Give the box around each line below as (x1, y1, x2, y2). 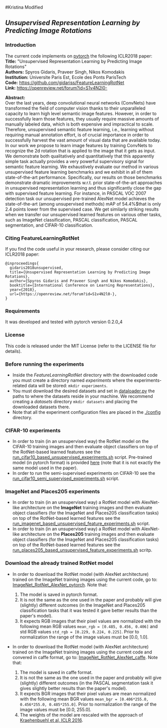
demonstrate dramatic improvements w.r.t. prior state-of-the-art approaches (5, 180, 163, 186)
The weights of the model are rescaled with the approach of (19, 711, 144, 717)
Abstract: (5, 95, 25, 101)
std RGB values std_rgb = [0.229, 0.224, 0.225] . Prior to (19, 628, 140, 634)
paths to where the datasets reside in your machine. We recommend (12, 393, 153, 399)
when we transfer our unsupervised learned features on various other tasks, (5, 211, 162, 217)
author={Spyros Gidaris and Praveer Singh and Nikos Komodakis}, (9, 278, 149, 283)
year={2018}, (9, 287, 37, 292)
